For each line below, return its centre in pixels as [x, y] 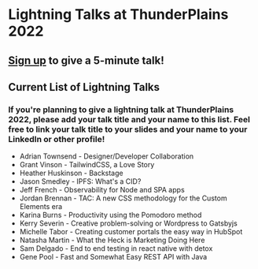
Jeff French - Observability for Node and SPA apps [102, 190]
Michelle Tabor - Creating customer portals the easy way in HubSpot [131, 232]
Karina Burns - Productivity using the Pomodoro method [111, 215]
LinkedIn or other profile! [57, 139]
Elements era [41, 207]
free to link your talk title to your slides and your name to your [128, 129]
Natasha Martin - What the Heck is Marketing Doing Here [112, 240]
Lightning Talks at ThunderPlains [118, 15]
